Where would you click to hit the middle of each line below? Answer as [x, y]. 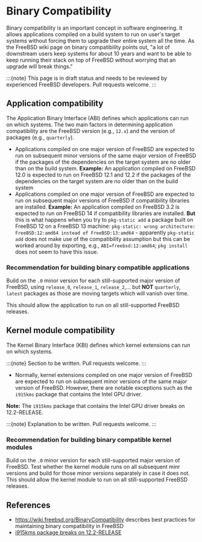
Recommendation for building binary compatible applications [98, 267]
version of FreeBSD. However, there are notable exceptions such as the [103, 387]
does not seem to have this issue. [56, 251]
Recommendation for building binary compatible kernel [89, 439]
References [28, 505]
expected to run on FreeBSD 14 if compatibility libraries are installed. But [105, 213]
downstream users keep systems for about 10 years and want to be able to [99, 53]
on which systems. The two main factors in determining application [90, 124]
